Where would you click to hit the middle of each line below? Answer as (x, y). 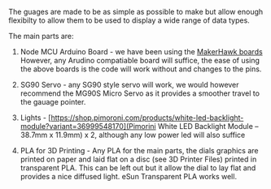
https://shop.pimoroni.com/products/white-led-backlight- (147, 118)
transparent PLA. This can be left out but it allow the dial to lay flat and (138, 168)
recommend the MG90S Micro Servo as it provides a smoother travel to (140, 93)
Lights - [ (35, 118)
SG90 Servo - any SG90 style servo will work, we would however (129, 85)
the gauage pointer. (53, 102)
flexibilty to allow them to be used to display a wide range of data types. (129, 20)
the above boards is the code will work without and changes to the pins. (141, 69)
